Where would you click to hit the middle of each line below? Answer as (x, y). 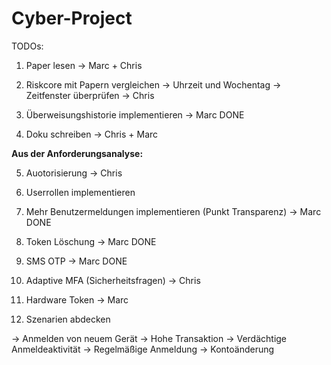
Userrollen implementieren (80, 192)
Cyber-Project (72, 18)
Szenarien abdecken (68, 319)
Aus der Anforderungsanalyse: (77, 153)
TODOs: (27, 46)
